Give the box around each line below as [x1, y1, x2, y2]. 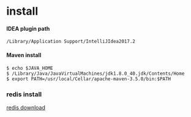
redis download [6, 104, 46, 111]
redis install [6, 90, 42, 99]
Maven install [6, 51, 42, 59]
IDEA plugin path [6, 25, 50, 32]
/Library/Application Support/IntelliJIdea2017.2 [6, 39, 136, 45]
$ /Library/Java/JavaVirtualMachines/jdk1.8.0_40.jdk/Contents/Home [6, 70, 185, 77]
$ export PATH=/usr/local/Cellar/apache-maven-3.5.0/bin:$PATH [6, 75, 171, 82]
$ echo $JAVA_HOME [6, 65, 53, 71]
